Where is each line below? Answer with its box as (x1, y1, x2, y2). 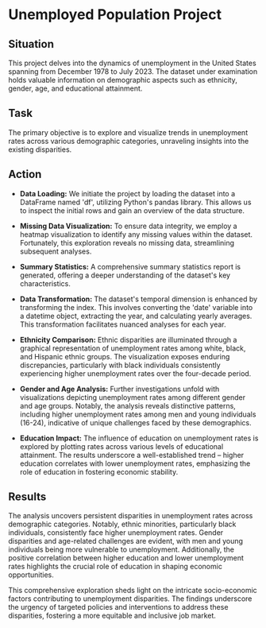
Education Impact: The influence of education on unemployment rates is (19, 433, 259, 443)
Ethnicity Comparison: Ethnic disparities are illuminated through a (19, 335, 237, 344)
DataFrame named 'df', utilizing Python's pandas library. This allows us (19, 197, 252, 207)
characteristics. (19, 278, 71, 288)
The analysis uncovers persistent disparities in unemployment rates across (8, 511, 253, 521)
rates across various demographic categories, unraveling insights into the (8, 136, 249, 145)
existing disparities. (8, 145, 72, 154)
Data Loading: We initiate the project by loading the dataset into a (19, 188, 236, 198)
